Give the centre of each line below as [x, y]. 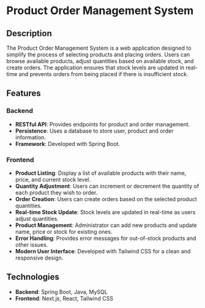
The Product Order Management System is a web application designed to [99, 48]
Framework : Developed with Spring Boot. [68, 144]
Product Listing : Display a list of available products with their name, [101, 173]
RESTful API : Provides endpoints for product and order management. [102, 124]
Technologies [33, 277]
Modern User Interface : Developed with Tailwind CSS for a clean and [103, 251]
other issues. [32, 244]
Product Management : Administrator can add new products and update [106, 225]
